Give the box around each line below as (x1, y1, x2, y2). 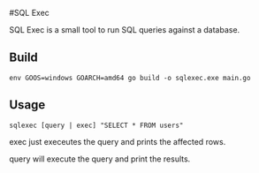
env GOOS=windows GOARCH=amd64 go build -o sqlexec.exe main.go (9, 73, 251, 82)
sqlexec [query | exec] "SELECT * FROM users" (9, 121, 184, 130)
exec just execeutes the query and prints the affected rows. (9, 136, 226, 147)
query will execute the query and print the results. (9, 154, 191, 164)
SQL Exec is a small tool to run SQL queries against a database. (9, 25, 240, 34)
